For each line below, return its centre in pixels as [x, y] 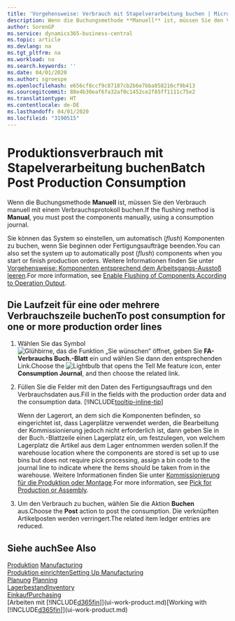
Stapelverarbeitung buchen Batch [106, 167]
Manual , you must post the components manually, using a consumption [111, 217]
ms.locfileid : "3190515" [43, 118]
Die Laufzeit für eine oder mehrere [84, 305]
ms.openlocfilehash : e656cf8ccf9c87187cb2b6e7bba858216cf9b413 [101, 86]
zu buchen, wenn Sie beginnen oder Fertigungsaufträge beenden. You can [114, 246]
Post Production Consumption [97, 182]
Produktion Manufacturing [45, 565]
